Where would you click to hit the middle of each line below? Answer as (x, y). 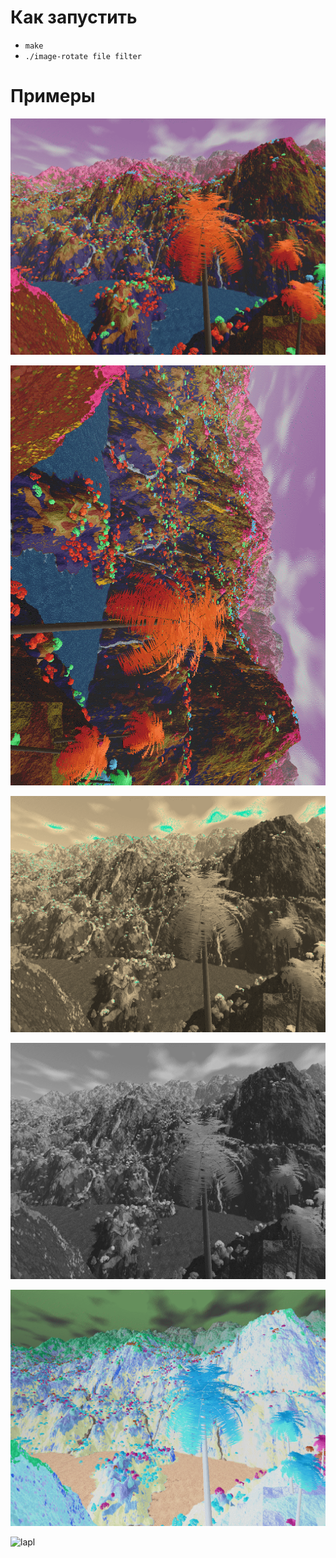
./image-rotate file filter (83, 56)
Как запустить (74, 17)
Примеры (53, 96)
